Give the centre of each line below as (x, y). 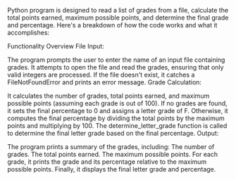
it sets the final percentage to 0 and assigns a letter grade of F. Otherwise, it (118, 111)
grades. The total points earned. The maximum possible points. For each (113, 154)
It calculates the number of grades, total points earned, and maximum (108, 96)
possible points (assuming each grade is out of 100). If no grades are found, (117, 103)
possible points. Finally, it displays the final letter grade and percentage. (112, 169)
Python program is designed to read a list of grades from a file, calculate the (118, 10)
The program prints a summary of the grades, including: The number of (111, 147)
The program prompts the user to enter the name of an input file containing (116, 60)
